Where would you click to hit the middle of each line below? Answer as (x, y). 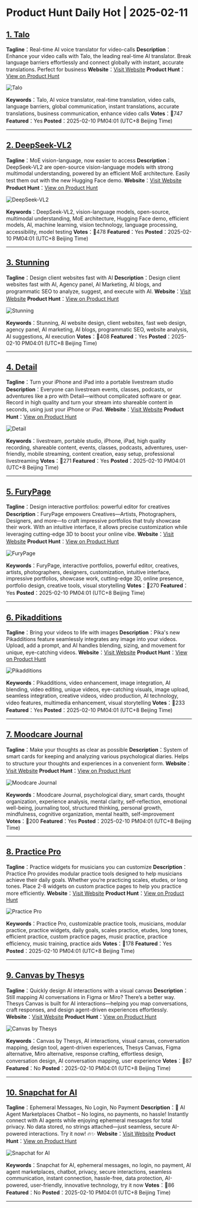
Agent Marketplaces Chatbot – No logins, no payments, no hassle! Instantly (97, 1114)
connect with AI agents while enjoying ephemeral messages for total (89, 1120)
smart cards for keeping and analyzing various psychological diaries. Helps (97, 756)
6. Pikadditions (34, 618)
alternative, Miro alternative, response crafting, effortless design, (85, 1054)
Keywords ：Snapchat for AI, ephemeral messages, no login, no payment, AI (99, 1165)
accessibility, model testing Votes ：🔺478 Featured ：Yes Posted (85, 231)
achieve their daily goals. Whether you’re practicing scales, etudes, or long (97, 880)
